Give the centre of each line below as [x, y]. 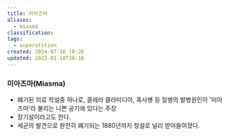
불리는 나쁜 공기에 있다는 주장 [77, 109]
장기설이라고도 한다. [44, 117]
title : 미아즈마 [28, 13]
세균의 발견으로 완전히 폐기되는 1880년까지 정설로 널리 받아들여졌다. [108, 126]
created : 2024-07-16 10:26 [46, 52]
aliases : [20, 20]
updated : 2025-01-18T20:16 [46, 58]
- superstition [35, 45]
